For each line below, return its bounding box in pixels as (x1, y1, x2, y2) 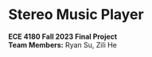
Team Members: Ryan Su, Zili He (8, 40, 118, 49)
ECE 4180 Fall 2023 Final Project (8, 32, 118, 41)
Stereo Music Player (8, 6, 145, 24)
